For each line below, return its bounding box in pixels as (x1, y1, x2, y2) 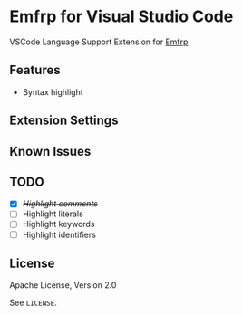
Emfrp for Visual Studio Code (9, 6, 234, 27)
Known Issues (9, 143, 92, 159)
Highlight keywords (22, 219, 95, 230)
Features (9, 62, 61, 78)
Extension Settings (9, 113, 119, 129)
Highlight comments (22, 198, 98, 209)
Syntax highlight (22, 86, 83, 97)
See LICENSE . (9, 297, 57, 309)
